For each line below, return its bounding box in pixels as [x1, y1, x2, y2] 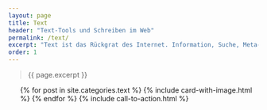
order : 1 [8, 48, 37, 56]
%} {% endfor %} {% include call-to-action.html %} [19, 94, 189, 103]
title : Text [8, 19, 48, 27]
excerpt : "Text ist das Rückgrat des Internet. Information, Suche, [8, 41, 240, 49]
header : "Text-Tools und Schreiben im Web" [8, 26, 155, 34]
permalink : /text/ [8, 33, 69, 42]
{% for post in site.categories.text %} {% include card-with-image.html [19, 85, 253, 95]
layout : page [8, 11, 52, 20]
